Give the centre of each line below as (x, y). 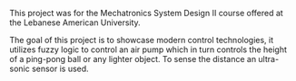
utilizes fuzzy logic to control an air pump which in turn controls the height (148, 49)
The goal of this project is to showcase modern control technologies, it (142, 40)
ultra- (269, 59)
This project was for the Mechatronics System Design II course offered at (146, 13)
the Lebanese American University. (75, 22)
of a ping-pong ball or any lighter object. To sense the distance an (133, 59)
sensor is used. (60, 68)
